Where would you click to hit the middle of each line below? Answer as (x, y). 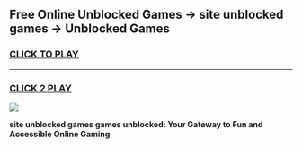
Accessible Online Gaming (60, 134)
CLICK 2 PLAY (40, 88)
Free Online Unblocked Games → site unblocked (147, 15)
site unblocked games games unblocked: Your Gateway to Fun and (136, 124)
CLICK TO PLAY (44, 55)
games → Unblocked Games (90, 29)
